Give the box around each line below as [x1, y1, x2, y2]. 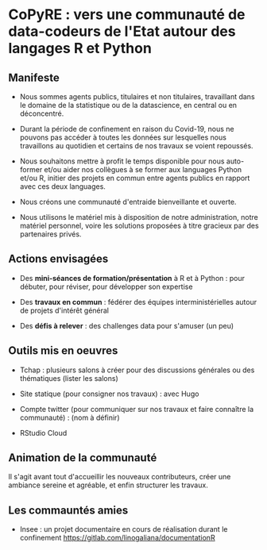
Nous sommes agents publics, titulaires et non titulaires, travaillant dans [19, 92, 256, 101]
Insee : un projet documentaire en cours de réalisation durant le [19, 525, 228, 534]
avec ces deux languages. [19, 182, 106, 191]
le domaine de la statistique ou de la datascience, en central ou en [19, 101, 237, 110]
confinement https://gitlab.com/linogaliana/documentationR [19, 533, 216, 543]
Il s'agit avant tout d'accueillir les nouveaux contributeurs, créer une [8, 472, 231, 482]
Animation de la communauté [8, 451, 157, 465]
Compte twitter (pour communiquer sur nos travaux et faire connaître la [19, 404, 254, 413]
